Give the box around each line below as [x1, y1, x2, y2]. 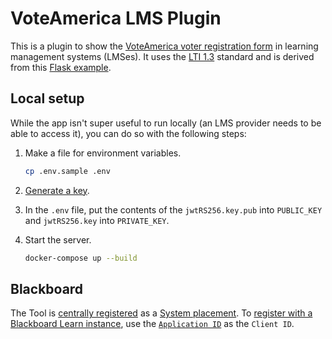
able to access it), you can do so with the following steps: [10, 127, 247, 139]
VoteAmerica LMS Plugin [10, 7, 222, 30]
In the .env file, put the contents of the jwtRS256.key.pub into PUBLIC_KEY [24, 203, 323, 216]
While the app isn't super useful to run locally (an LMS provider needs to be [10, 117, 322, 129]
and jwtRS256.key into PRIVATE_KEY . [24, 214, 170, 226]
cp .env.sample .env [24, 166, 111, 176]
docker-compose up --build [24, 253, 138, 263]
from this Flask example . [10, 61, 112, 73]
